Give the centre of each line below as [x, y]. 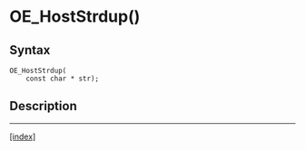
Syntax [30, 50]
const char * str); [63, 79]
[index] [23, 136]
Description [43, 106]
